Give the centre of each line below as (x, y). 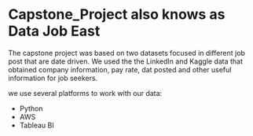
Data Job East (54, 31)
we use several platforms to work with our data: (85, 93)
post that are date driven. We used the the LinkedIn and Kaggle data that (126, 61)
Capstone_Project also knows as (117, 15)
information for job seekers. (53, 78)
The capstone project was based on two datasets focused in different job (127, 53)
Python (31, 108)
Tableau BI (37, 125)
